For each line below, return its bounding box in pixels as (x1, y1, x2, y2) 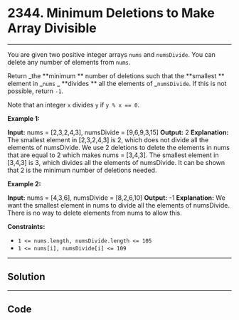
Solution (7, 271, 46, 283)
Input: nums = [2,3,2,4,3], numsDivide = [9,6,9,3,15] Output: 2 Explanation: (7, 128, 229, 137)
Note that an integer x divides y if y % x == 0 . (7, 100, 140, 109)
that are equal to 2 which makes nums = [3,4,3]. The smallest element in (7, 151, 219, 159)
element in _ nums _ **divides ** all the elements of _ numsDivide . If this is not (7, 79, 227, 87)
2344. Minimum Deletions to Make (7, 5, 215, 21)
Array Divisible (7, 20, 97, 36)
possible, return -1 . (7, 87, 64, 95)
